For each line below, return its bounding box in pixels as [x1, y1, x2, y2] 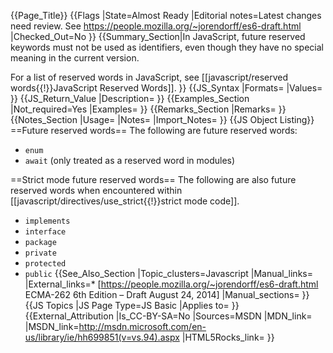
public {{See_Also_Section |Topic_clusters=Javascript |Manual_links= [24, 268, 313, 279]
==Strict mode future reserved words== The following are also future [10, 174, 297, 185]
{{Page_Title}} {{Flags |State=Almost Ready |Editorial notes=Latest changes [10, 10, 322, 21]
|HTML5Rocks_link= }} [181, 331, 275, 343]
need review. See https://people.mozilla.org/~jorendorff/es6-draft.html [10, 20, 302, 32]
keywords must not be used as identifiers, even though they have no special [10, 41, 324, 53]
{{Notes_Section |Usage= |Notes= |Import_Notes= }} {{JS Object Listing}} [10, 114, 315, 125]
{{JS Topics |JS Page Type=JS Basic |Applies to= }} [24, 300, 240, 311]
